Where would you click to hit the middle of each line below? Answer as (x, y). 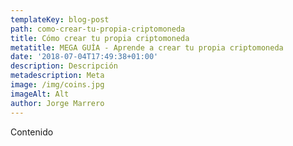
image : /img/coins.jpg (57, 85)
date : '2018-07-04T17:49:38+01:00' (84, 57)
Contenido (32, 132)
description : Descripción (64, 66)
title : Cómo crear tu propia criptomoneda (100, 38)
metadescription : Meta (57, 76)
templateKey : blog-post (60, 19)
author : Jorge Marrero (57, 103)
